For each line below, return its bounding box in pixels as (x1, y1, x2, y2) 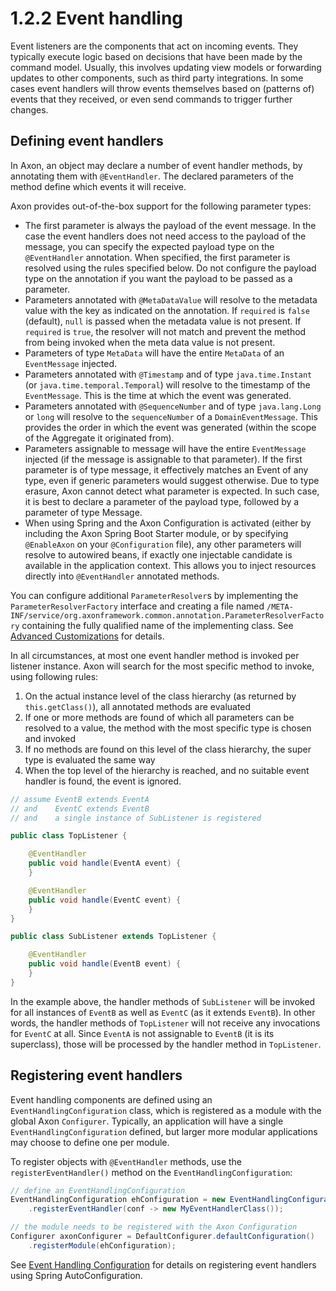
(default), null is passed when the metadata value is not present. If (24, 315, 302, 327)
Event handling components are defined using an (10, 1093, 213, 1106)
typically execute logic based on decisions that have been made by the (10, 50, 303, 62)
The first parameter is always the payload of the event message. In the (24, 219, 317, 231)
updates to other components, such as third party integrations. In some (10, 72, 304, 84)
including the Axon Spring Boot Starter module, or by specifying (24, 527, 289, 539)
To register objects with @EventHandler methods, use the (10, 1155, 243, 1167)
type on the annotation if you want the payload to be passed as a (24, 272, 293, 284)
